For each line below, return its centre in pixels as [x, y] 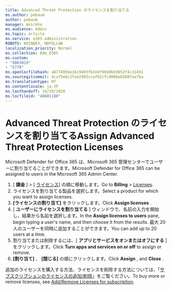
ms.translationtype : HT [31, 82]
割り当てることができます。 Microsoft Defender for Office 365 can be [87, 168]
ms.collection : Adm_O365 [32, 53]
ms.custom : [17, 58]
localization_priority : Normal [39, 48]
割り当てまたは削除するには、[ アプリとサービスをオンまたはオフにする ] [90, 240]
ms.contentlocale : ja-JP [32, 86]
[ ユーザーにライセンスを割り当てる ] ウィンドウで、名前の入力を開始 [86, 209]
